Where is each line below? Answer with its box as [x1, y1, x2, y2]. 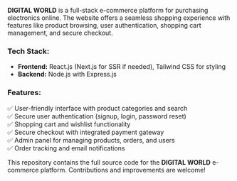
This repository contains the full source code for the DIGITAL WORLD [7, 158, 211, 166]
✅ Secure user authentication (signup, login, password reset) [7, 111, 186, 120]
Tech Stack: [7, 46, 50, 56]
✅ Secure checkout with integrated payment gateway [7, 128, 164, 136]
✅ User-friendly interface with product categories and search [7, 104, 188, 112]
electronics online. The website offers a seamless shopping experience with [7, 13, 231, 22]
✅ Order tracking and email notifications [7, 143, 125, 152]
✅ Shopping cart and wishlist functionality [7, 120, 131, 128]
